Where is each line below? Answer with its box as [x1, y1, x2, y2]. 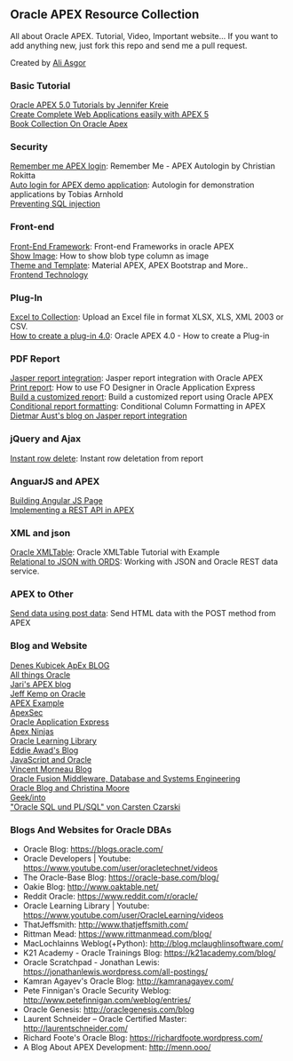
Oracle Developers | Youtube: [22, 853, 131, 864]
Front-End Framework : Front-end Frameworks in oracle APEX [10, 241, 234, 251]
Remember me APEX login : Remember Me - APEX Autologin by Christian [10, 161, 276, 171]
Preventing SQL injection [10, 199, 101, 210]
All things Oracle [10, 669, 71, 680]
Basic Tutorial [10, 79, 71, 91]
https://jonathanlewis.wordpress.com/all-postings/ [22, 967, 208, 978]
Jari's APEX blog [10, 678, 72, 689]
